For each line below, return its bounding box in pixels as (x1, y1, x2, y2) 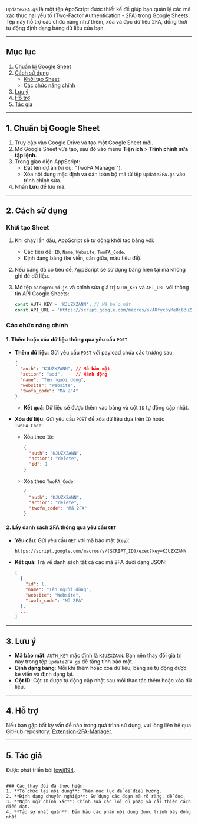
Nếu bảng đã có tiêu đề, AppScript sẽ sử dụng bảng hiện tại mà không (14, 266, 186, 273)
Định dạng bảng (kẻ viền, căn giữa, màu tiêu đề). (23, 254, 142, 262)
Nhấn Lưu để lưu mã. (14, 183, 66, 190)
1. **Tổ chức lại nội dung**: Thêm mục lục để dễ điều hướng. (6, 788, 162, 794)
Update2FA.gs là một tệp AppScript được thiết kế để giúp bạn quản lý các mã (6, 6, 191, 12)
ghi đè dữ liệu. (14, 272, 50, 279)
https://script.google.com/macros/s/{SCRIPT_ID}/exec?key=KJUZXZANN (14, 548, 187, 555)
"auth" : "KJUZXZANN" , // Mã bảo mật (20, 366, 110, 372)
